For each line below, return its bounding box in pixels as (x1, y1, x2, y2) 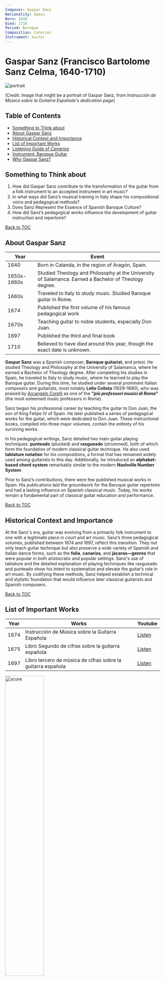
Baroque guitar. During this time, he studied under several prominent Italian (5, 380, 157, 386)
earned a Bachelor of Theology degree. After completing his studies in (5, 370, 148, 376)
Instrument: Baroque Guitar (12, 151, 67, 157)
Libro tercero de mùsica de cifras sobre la (25, 656, 122, 663)
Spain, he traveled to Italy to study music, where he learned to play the (5, 375, 148, 381)
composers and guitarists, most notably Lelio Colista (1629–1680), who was (5, 385, 159, 392)
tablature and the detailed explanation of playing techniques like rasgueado (5, 561, 158, 567)
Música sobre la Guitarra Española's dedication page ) (5, 97, 115, 103)
